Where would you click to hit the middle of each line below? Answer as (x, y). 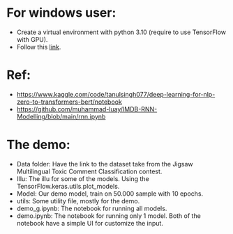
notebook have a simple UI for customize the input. (90, 223)
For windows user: (61, 13)
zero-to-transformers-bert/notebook (69, 102)
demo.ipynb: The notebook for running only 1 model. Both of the (109, 216)
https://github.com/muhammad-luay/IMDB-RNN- (87, 109)
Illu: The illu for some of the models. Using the (83, 178)
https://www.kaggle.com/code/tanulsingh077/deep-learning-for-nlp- (116, 94)
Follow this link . (39, 47)
